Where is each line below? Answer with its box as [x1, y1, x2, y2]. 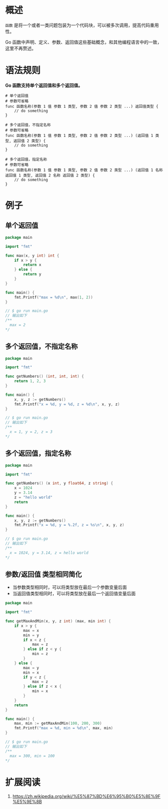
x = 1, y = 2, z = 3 [10, 429, 53, 434]
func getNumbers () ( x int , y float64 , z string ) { [5, 481, 113, 486]
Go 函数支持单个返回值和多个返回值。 [5, 82, 83, 88]
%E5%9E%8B [12, 798, 42, 805]
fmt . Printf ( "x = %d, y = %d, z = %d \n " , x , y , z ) [14, 402, 120, 407]
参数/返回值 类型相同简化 [5, 570, 82, 578]
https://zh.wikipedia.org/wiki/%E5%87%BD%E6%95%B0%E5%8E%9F [12, 793, 161, 799]
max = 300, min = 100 [10, 753, 55, 758]
